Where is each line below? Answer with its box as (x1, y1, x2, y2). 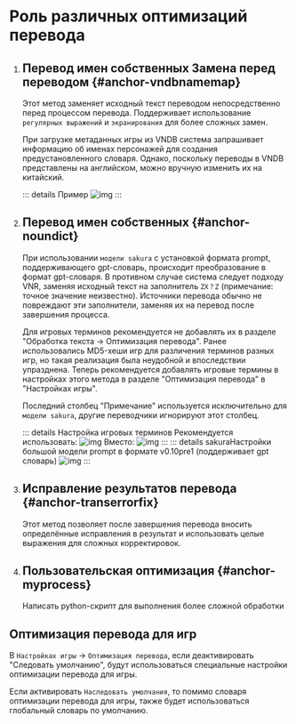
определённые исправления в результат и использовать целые (21, 527, 265, 539)
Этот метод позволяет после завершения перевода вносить (21, 519, 252, 529)
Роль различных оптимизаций (9, 6, 248, 27)
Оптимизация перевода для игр (9, 626, 197, 641)
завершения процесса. (21, 309, 110, 319)
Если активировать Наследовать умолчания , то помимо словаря (9, 687, 247, 697)
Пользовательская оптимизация (21, 563, 215, 579)
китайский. (21, 172, 65, 182)
